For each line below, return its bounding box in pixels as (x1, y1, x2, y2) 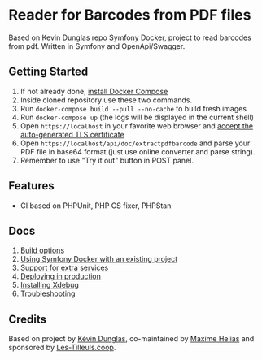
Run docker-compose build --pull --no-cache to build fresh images (20, 103, 247, 113)
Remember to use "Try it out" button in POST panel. (20, 155, 194, 165)
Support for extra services (20, 262, 109, 273)
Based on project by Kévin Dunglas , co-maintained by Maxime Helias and (8, 334, 255, 344)
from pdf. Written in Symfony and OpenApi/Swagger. (8, 41, 186, 50)
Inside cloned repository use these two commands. (20, 95, 193, 105)
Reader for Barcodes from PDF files (8, 6, 251, 24)
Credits (8, 312, 47, 326)
